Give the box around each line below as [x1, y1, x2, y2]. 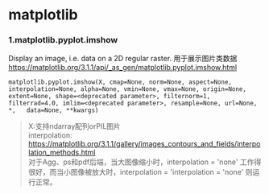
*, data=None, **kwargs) [8, 106, 99, 114]
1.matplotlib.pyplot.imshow [8, 35, 118, 46]
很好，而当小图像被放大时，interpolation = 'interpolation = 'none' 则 [27, 167, 253, 177]
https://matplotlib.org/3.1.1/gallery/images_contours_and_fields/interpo [27, 139, 261, 149]
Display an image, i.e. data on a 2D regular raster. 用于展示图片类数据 [8, 54, 238, 64]
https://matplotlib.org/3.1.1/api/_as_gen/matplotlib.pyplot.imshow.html [8, 63, 238, 72]
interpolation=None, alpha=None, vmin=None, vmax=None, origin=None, [8, 85, 247, 93]
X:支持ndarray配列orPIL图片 [27, 122, 121, 131]
